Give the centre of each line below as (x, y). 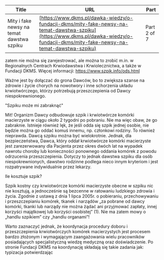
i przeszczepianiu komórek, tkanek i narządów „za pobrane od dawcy (75, 201)
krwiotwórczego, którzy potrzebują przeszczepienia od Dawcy (68, 91)
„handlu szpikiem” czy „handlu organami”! (47, 217)
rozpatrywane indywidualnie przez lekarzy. (48, 167)
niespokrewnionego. (26, 96)
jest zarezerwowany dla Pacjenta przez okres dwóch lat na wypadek (74, 146)
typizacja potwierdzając (29, 252)
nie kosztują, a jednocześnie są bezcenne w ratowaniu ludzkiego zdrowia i (80, 191)
